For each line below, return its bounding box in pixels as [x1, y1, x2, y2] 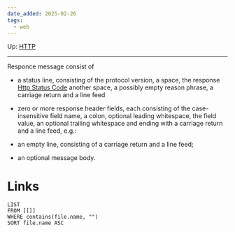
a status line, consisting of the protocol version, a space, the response [17, 76, 220, 85]
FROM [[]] [7, 208, 36, 215]
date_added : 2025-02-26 [7, 10, 77, 17]
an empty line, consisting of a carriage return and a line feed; [17, 140, 194, 149]
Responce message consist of [7, 62, 94, 71]
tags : [7, 17, 23, 24]
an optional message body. [17, 154, 96, 162]
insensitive [17, 112, 49, 120]
